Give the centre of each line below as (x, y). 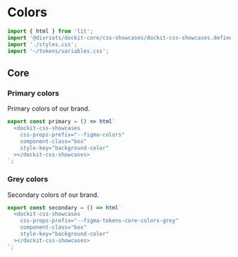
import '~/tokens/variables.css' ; (58, 51)
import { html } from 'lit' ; (50, 31)
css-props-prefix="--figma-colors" (73, 135)
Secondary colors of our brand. (53, 195)
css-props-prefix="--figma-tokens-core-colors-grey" (100, 221)
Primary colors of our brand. (49, 109)
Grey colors (28, 179)
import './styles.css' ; (42, 44)
